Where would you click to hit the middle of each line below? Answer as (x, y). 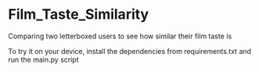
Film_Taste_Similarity (79, 14)
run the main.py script (43, 59)
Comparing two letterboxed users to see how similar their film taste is (120, 36)
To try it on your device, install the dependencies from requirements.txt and (130, 51)
